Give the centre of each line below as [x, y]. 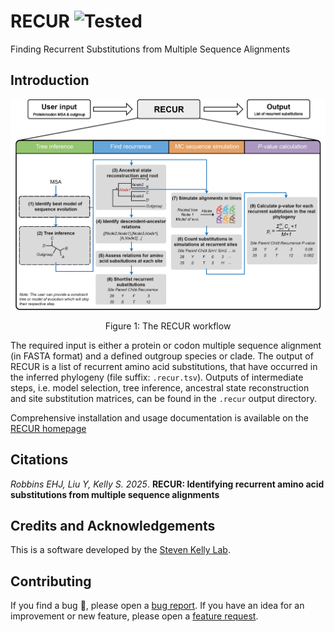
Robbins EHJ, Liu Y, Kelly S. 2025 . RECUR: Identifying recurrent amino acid [167, 484]
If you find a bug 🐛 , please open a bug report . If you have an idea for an [157, 606]
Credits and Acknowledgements [113, 525]
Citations [39, 460]
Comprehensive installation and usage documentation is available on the [159, 417]
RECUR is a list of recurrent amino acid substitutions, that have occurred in [164, 366]
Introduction [50, 80]
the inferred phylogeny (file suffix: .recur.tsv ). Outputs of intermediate [157, 377]
